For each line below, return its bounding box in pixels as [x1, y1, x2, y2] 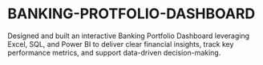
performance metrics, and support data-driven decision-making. [7, 48, 221, 57]
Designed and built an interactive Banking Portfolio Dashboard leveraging [7, 31, 250, 40]
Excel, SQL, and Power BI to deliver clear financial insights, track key [7, 39, 234, 48]
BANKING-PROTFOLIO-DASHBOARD [7, 5, 256, 23]
